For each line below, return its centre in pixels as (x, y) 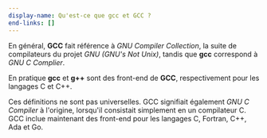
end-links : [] (32, 23)
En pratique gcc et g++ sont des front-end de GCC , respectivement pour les (134, 78)
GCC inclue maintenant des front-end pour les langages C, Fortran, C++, (128, 118)
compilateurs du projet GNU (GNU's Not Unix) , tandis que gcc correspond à (133, 54)
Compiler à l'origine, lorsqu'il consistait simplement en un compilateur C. (128, 110)
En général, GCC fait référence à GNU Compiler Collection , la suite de (123, 45)
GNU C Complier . (37, 62)
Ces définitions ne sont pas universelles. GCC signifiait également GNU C (129, 102)
